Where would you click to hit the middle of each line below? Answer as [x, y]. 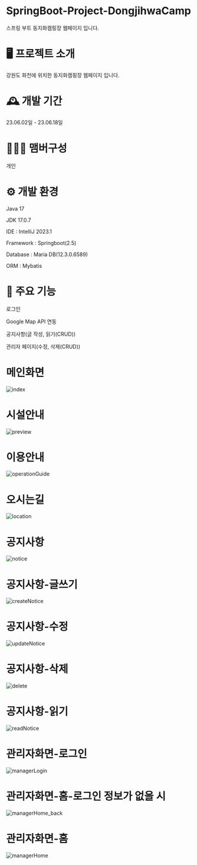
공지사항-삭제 [37, 669]
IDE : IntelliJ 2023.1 [29, 231]
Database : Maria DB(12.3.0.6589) [47, 254]
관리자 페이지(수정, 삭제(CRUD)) [43, 346]
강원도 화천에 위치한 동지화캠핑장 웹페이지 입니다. [63, 75]
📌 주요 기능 [31, 291]
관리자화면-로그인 [47, 754]
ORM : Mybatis [24, 266]
